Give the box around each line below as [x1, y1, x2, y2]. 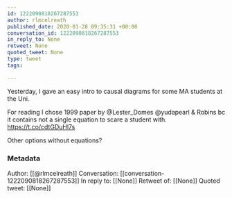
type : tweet [7, 56, 42, 63]
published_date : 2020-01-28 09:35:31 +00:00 [7, 23, 138, 30]
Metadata [7, 154, 40, 163]
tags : [7, 62, 23, 69]
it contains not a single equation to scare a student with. [7, 115, 168, 124]
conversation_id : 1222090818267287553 [7, 29, 119, 37]
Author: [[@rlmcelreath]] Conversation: [7, 169, 119, 177]
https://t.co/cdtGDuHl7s [7, 122, 75, 131]
